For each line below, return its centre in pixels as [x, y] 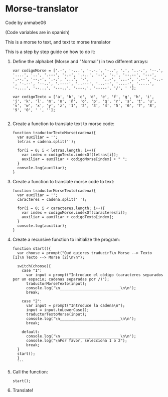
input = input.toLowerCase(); [57, 310]
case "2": [32, 301]
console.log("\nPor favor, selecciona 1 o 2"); [76, 340]
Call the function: [30, 371]
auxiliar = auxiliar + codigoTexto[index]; [68, 217]
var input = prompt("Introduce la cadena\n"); [75, 305]
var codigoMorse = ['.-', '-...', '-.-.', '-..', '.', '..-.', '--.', [88, 71]
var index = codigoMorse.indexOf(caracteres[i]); [74, 213]
